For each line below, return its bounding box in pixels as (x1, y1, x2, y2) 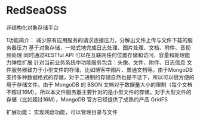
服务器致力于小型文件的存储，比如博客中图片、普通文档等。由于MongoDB (11, 66, 193, 73)
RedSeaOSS (6, 4, 67, 17)
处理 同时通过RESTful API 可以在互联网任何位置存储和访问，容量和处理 (11, 51, 185, 58)
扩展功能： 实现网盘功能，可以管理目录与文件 (6, 108, 118, 116)
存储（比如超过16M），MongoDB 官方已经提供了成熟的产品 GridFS (6, 95, 168, 103)
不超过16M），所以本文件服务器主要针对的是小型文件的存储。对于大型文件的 (6, 88, 192, 95)
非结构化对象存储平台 (6, 24, 59, 31)
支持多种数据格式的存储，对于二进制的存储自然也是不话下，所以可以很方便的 (6, 74, 195, 81)
